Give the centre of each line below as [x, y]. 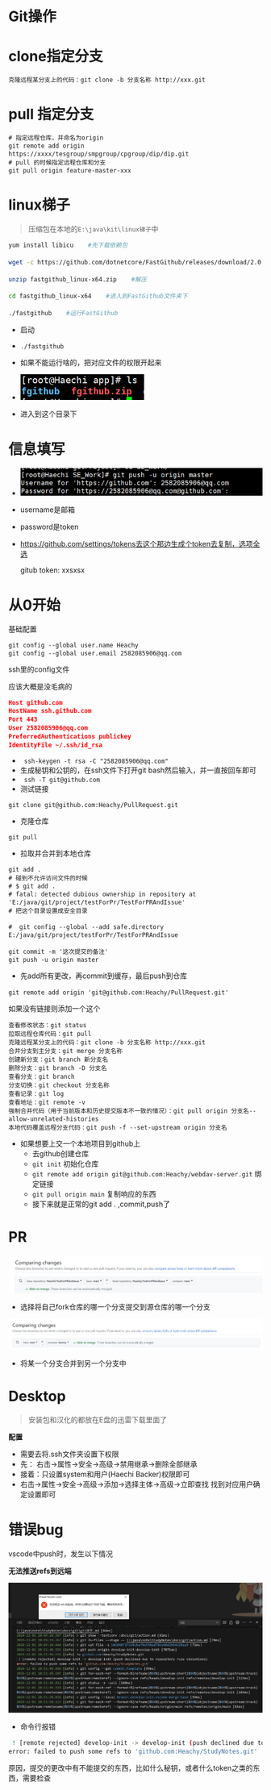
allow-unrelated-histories [54, 1119]
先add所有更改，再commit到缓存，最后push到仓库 [104, 976]
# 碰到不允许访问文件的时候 [48, 878]
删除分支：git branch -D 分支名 [58, 1068]
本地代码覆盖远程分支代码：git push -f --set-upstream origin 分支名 [118, 1127]
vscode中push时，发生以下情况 [60, 1554]
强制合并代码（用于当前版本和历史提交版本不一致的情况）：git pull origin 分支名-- [132, 1111]
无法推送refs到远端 [40, 1571]
